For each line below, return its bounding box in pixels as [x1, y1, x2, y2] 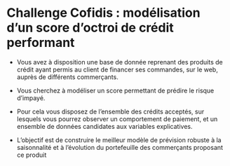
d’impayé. [16, 93, 46, 102]
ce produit [16, 151, 47, 159]
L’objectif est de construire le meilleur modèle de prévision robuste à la [16, 135, 222, 144]
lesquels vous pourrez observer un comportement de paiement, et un [16, 114, 218, 123]
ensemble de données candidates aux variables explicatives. [16, 122, 194, 130]
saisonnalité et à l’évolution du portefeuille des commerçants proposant [16, 143, 224, 151]
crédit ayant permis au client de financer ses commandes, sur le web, [16, 65, 218, 74]
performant [6, 35, 75, 50]
